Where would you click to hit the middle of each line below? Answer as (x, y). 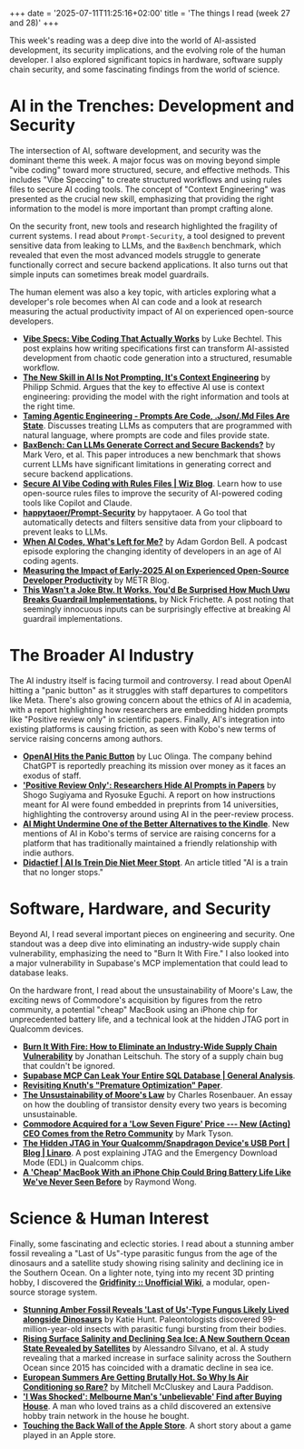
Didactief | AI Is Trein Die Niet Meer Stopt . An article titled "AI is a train (155, 862)
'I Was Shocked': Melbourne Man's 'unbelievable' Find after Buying (152, 1396)
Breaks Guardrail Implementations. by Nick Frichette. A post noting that (158, 599)
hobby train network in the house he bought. (106, 1415)
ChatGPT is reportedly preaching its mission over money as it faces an (154, 765)
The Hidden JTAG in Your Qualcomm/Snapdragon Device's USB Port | (156, 1143)
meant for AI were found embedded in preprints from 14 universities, (151, 804)
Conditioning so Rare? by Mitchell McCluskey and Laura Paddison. (148, 1386)
